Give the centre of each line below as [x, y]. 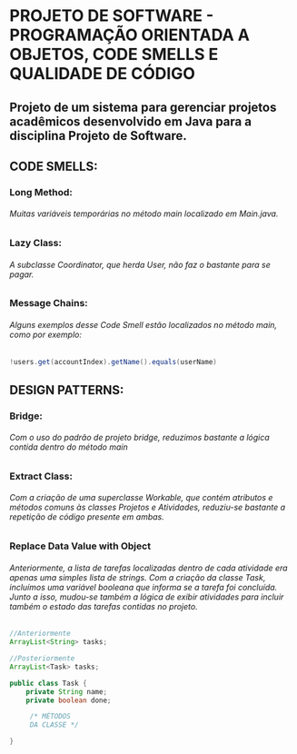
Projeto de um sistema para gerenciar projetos [143, 107]
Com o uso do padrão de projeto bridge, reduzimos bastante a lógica [139, 438]
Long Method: [41, 192]
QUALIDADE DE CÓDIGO [102, 74]
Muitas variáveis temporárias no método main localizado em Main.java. [144, 213]
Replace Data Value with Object [80, 546]
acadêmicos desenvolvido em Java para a [131, 121]
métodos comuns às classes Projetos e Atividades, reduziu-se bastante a [148, 507]
